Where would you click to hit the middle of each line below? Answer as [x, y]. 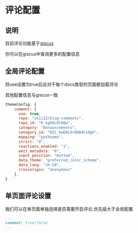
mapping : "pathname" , [41, 137]
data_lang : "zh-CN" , [40, 165]
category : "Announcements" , [48, 128]
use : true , [30, 114]
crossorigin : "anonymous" [45, 170]
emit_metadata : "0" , [40, 151]
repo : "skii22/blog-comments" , [51, 118]
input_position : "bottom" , [46, 156]
